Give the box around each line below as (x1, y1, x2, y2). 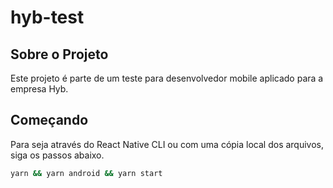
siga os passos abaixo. (10, 149, 105, 161)
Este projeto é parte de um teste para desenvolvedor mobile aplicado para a (10, 72, 324, 84)
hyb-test (10, 6, 85, 29)
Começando (10, 112, 89, 129)
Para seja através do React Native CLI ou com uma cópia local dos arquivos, (10, 138, 325, 150)
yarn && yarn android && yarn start (10, 168, 163, 178)
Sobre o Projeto (10, 46, 109, 63)
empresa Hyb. (10, 83, 69, 95)
